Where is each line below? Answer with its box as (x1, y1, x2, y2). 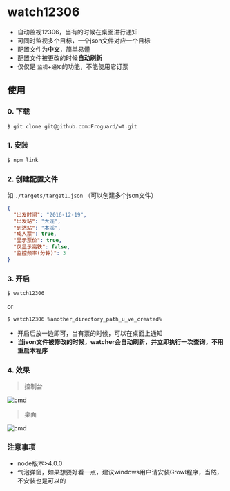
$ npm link (7, 157, 39, 163)
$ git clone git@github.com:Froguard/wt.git (7, 123, 137, 130)
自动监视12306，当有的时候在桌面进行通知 (17, 28, 138, 36)
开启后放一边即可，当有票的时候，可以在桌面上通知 (17, 329, 163, 337)
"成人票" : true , (13, 230, 57, 238)
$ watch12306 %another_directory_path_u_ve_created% (7, 316, 162, 323)
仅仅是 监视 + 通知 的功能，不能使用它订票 (17, 62, 129, 70)
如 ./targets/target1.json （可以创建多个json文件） (7, 191, 157, 199)
